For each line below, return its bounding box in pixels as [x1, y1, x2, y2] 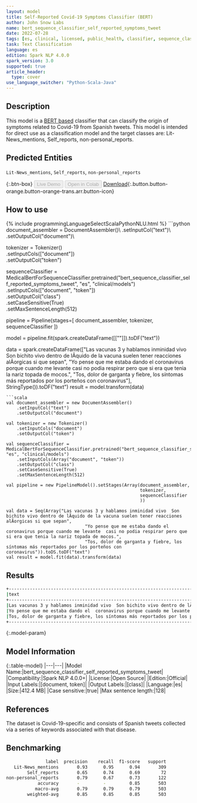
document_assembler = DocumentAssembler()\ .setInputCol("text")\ [6, 226, 171, 234]
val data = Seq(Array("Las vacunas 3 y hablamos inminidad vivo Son [6, 508, 180, 514]
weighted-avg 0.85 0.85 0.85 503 [27, 792, 167, 798]
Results [6, 570, 35, 580]
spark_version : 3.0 [6, 58, 54, 64]
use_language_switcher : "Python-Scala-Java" [6, 80, 117, 86]
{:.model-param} [6, 629, 47, 637]
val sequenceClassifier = [6, 441, 69, 447]
